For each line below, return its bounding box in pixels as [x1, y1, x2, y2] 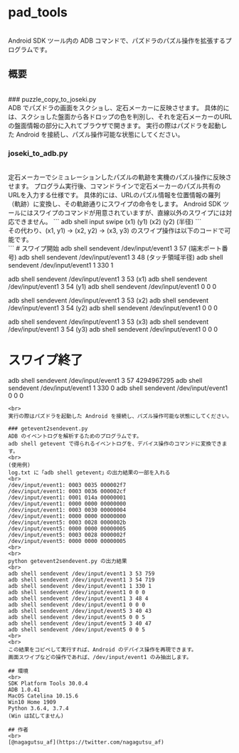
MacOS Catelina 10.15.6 [8, 692, 79, 700]
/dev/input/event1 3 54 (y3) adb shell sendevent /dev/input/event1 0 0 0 [8, 325, 218, 334]
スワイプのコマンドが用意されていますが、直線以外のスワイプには [32, 209, 226, 217]
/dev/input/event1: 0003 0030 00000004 [8, 506, 127, 513]
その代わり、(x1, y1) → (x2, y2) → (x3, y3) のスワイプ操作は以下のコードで [8, 226, 225, 235]
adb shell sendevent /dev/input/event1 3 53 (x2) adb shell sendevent [8, 296, 209, 305]
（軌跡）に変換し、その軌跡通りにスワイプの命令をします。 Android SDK [8, 200, 221, 209]
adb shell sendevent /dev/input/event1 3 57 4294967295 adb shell [8, 376, 203, 384]
